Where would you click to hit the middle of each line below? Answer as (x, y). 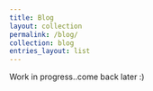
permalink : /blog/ (44, 34)
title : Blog (31, 18)
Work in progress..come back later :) (77, 77)
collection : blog (42, 43)
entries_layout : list (50, 51)
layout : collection (46, 26)
